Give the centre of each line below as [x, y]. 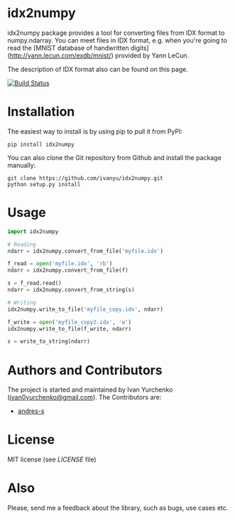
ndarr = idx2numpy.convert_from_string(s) [71, 290]
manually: [22, 165]
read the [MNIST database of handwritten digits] [78, 48]
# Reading [22, 244]
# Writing [22, 303]
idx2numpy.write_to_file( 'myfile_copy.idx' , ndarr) [85, 309]
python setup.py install [44, 184]
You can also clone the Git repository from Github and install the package [114, 157]
